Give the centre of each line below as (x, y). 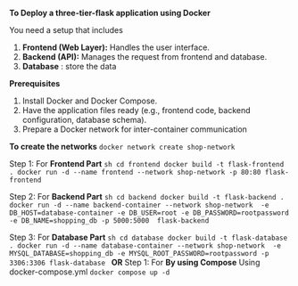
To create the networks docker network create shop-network (122, 147)
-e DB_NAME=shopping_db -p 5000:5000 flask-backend (109, 221)
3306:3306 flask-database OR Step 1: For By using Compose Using (135, 262)
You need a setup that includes (66, 30)
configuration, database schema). (84, 120)
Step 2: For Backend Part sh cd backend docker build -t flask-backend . (147, 196)
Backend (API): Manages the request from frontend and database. (145, 57)
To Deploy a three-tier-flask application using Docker (110, 13)
